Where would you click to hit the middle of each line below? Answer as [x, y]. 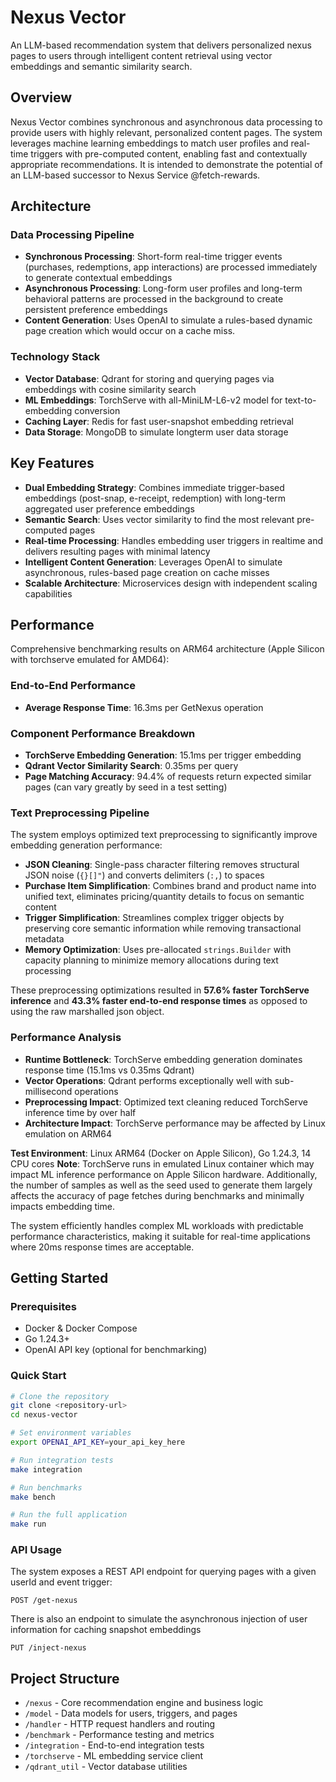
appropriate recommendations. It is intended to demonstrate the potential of [166, 164]
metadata [44, 939]
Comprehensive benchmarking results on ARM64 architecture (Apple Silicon [167, 649]
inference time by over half [80, 1112]
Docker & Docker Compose [81, 1328]
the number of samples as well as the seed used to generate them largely [161, 1185]
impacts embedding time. [62, 1206]
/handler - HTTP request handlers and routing [120, 1724]
